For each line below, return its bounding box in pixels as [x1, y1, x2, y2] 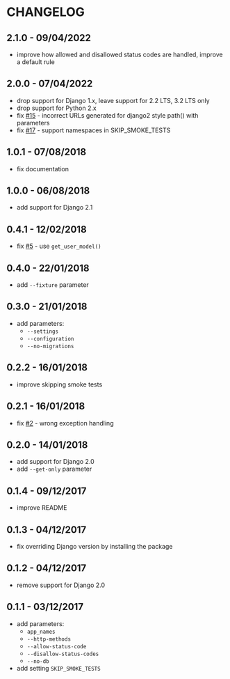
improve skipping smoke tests [16, 380, 103, 389]
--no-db [26, 657, 49, 665]
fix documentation [16, 164, 69, 173]
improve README [16, 504, 67, 512]
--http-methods [26, 635, 71, 643]
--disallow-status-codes [26, 650, 99, 657]
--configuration [26, 335, 74, 342]
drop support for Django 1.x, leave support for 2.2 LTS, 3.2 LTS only [16, 96, 210, 104]
